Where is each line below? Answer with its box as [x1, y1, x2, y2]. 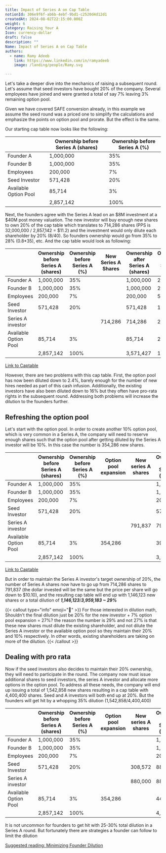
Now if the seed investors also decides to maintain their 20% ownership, [5, 666, 153, 672]
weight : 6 [5, 21, 26, 26]
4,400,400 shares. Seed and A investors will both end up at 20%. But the [5, 692, 154, 698]
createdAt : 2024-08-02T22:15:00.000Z [5, 16, 83, 21]
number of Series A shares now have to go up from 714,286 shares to [5, 581, 147, 587]
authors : [5, 49, 23, 54]
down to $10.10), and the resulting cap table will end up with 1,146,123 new [5, 592, 156, 598]
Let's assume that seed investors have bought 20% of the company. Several [5, 86, 161, 92]
